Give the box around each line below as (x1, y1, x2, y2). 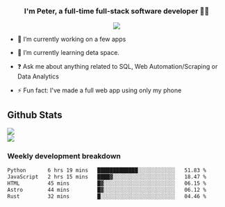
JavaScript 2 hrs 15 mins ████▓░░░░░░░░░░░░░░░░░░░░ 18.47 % (7, 174, 207, 181)
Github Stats (7, 109, 62, 121)
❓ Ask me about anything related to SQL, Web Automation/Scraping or (17, 63, 218, 71)
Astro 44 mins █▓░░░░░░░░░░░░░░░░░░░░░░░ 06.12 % (7, 187, 207, 194)
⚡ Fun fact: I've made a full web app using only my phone (17, 86, 182, 94)
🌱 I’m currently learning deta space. (17, 49, 120, 57)
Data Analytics (17, 72, 59, 81)
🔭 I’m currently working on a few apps (17, 35, 126, 44)
